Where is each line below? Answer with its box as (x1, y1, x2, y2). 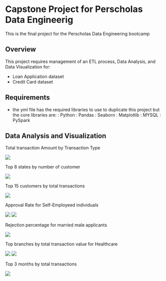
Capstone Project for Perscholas (5, 3, 143, 15)
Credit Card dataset (12, 78, 53, 84)
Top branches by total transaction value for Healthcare (5, 241, 118, 247)
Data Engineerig (5, 14, 73, 25)
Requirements (5, 93, 50, 102)
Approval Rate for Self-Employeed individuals (5, 202, 98, 208)
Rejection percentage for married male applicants (5, 222, 107, 228)
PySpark (12, 117, 30, 123)
